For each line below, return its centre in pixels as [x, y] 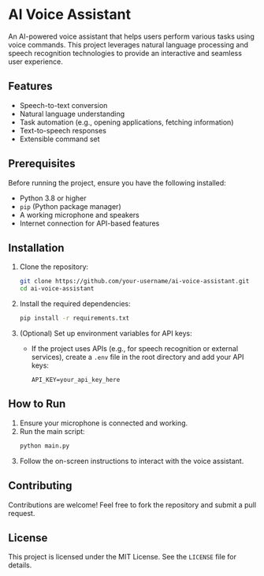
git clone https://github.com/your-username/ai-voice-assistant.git [134, 282]
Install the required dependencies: [75, 304]
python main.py [45, 446]
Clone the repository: [54, 267]
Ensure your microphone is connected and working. [104, 423]
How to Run [37, 404]
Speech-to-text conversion [63, 105]
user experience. [35, 62]
